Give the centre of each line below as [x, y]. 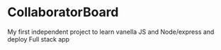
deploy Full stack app [38, 39]
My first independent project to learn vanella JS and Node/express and [111, 32]
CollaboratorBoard [63, 12]
